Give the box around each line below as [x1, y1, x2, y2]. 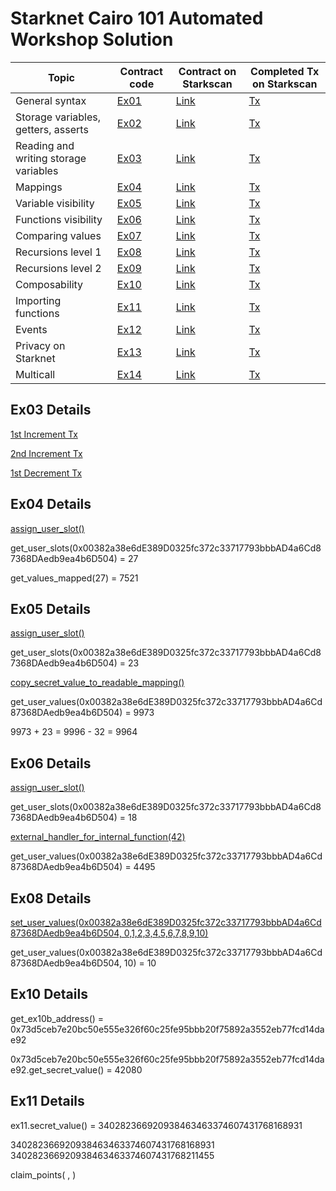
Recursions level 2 [15, 261, 102, 275]
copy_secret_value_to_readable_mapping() [10, 677, 185, 689]
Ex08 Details [10, 890, 92, 907]
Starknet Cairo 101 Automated [10, 7, 264, 30]
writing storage [15, 151, 87, 165]
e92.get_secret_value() [10, 1063, 105, 1076]
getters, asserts [15, 122, 89, 136]
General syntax [15, 93, 87, 107]
